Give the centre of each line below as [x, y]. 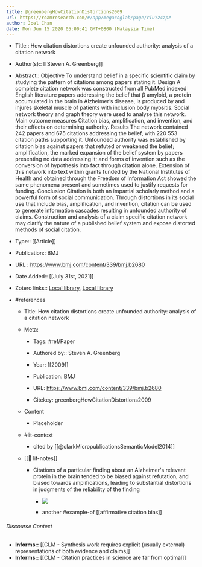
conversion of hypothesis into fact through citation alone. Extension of [102, 165]
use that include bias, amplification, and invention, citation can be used [103, 204]
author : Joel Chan [29, 23]
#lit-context [38, 435]
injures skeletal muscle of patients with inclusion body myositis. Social [102, 108]
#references [30, 300]
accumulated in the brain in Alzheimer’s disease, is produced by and [100, 101]
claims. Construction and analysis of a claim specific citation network [101, 217]
